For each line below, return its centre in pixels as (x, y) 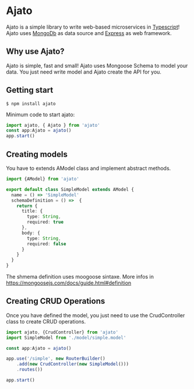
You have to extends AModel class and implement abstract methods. (89, 168)
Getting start (30, 90)
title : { (32, 211)
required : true (45, 222)
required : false (47, 244)
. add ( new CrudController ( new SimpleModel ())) (73, 364)
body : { (31, 233)
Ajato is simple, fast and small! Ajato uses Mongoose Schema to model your (97, 65)
